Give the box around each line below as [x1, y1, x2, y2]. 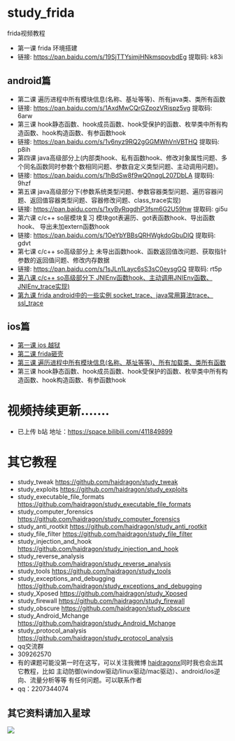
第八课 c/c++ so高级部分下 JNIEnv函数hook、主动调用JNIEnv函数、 [17, 273, 213, 281]
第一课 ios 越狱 [17, 341, 61, 349]
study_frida [7, 5, 75, 21]
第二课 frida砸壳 [17, 349, 64, 358]
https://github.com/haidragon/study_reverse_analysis [17, 560, 171, 568]
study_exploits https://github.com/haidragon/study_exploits [17, 485, 188, 494]
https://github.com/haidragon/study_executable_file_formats [17, 500, 192, 509]
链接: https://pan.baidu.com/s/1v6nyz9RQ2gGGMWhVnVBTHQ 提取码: [17, 137, 220, 146]
